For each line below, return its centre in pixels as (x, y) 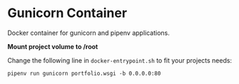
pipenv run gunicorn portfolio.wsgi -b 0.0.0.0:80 (84, 73)
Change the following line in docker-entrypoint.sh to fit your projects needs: (120, 60)
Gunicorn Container (67, 13)
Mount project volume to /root (53, 46)
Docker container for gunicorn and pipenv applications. (88, 33)
